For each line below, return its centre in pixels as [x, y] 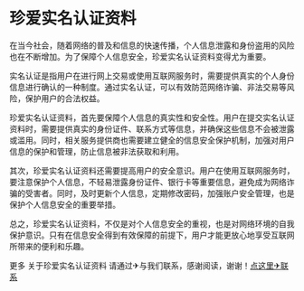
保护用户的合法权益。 [65, 98]
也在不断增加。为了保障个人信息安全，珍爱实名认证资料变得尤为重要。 [140, 56]
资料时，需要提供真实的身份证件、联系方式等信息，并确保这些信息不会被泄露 [152, 128]
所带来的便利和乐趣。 [49, 246]
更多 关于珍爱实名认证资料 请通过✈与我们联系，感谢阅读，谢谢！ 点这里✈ [145, 265]
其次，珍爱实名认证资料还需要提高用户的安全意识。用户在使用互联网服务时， [152, 170]
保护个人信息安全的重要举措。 [65, 204]
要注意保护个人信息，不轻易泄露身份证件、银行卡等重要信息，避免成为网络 [148, 182]
